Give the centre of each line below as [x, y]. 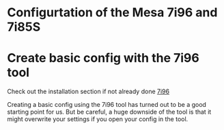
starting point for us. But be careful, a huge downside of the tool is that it [109, 112]
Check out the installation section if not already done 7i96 [88, 92]
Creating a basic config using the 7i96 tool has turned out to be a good [107, 105]
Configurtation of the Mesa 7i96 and [112, 13]
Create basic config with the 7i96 [103, 58]
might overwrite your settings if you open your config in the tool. [98, 119]
